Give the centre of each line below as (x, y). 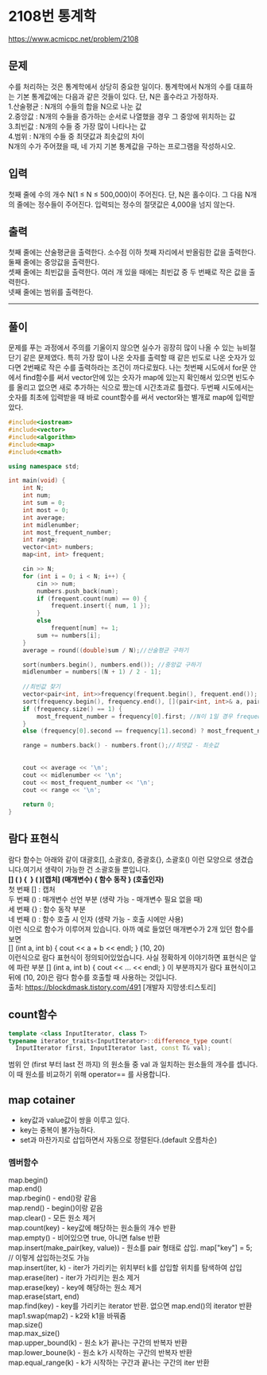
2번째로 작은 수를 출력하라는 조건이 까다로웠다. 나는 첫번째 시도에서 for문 (135, 367)
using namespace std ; (44, 466)
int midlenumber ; (51, 525)
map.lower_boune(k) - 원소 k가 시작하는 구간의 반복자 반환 (101, 1353)
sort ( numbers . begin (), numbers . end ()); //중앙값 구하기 (112, 665)
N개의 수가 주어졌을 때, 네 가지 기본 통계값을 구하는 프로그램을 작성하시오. (122, 146)
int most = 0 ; (46, 510)
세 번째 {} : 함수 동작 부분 (47, 909)
